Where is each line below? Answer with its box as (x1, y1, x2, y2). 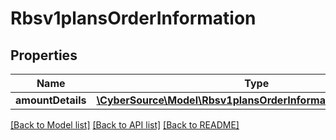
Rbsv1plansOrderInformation (10, 7, 257, 30)
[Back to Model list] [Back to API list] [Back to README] (10, 119, 240, 131)
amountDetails (15, 93, 87, 107)
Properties (10, 47, 78, 64)
